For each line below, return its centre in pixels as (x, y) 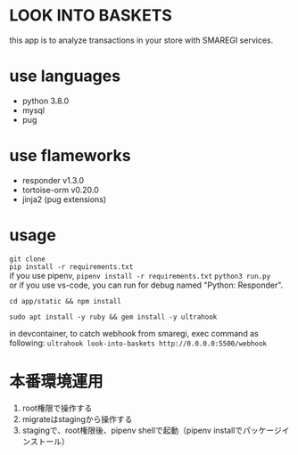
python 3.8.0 (46, 101)
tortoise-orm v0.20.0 (61, 190)
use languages (65, 76)
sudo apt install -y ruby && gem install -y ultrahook (113, 317)
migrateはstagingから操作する (77, 418)
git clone (28, 259)
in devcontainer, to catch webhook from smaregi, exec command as (134, 333)
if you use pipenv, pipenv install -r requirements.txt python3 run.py (140, 275)
